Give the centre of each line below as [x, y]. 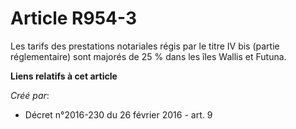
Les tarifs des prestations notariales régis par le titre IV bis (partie [145, 46]
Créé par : [30, 95]
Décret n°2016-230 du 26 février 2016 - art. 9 [118, 114]
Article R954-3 [74, 18]
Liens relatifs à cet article [64, 76]
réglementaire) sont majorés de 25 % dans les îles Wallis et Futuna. [148, 56]
